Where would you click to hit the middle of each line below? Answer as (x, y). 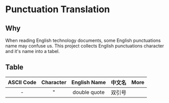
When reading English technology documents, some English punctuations (83, 40)
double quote (89, 92)
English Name (89, 82)
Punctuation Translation (58, 9)
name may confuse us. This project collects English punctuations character (85, 46)
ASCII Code (22, 82)
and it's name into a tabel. (33, 51)
